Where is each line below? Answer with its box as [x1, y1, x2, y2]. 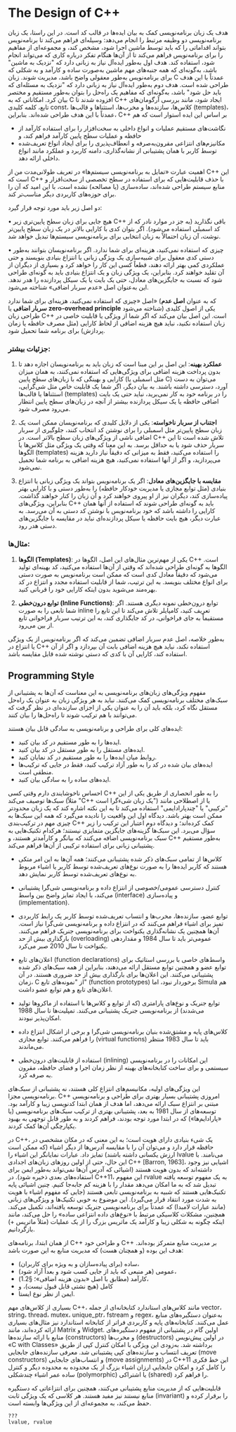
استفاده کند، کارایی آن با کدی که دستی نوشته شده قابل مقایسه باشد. [8, 649, 188, 658]
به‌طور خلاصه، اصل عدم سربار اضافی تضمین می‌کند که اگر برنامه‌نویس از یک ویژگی [8, 634, 225, 643]
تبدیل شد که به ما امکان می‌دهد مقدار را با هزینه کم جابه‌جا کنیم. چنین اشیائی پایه [8, 1180, 217, 1189]
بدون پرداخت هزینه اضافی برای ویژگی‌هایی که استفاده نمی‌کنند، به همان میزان [18, 367, 221, 376]
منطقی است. [18, 768, 54, 776]
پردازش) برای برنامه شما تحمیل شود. [8, 326, 105, 334]
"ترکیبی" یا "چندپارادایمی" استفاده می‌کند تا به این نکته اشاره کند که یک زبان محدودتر [8, 804, 228, 812]
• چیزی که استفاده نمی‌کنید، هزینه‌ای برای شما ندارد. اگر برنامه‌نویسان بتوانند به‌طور [8, 245, 224, 254]
